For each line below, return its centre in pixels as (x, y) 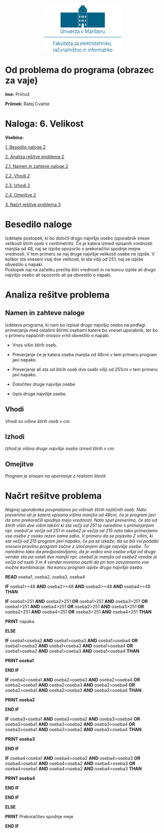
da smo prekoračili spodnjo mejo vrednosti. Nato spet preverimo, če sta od (81, 520)
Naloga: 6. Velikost (44, 124)
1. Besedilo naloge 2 (25, 147)
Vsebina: (15, 137)
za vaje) (22, 81)
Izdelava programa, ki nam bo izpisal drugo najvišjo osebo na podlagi (75, 325)
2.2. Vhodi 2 (17, 175)
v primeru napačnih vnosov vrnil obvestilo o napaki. (57, 335)
